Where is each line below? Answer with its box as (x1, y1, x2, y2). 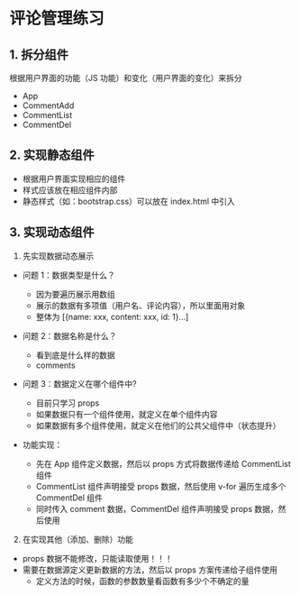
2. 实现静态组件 (9, 148, 95, 163)
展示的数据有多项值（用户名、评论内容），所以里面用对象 (35, 299, 246, 311)
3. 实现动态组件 (9, 224, 95, 240)
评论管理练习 (9, 8, 105, 29)
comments (35, 360, 76, 371)
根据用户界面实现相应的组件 (22, 173, 126, 184)
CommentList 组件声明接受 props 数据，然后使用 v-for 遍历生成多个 (35, 481, 286, 491)
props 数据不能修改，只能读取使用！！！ (22, 553, 173, 563)
